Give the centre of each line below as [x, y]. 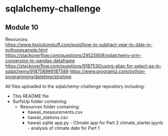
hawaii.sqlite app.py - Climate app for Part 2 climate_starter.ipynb [95, 123]
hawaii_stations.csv [48, 117]
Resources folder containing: [50, 107]
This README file [31, 96]
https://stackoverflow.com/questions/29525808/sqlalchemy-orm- [73, 55]
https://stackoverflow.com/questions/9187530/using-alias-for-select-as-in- [83, 66]
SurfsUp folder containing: [40, 101]
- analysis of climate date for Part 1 [64, 128]
